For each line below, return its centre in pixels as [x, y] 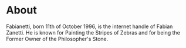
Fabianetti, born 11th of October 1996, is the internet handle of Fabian [89, 26]
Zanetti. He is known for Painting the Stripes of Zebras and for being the [93, 32]
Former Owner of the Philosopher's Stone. [57, 39]
